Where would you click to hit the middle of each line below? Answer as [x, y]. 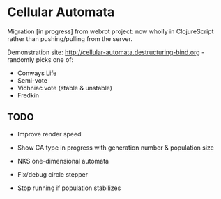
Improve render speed [49, 134]
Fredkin [28, 95]
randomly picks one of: [40, 59]
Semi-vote [32, 80]
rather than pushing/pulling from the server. [70, 38]
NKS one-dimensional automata [63, 161]
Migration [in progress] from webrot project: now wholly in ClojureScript [110, 31]
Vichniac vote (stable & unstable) [65, 88]
